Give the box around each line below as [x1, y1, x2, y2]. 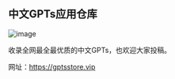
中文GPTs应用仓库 [8, 7, 97, 21]
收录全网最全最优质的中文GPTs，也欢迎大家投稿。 [8, 45, 172, 55]
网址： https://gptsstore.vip [8, 62, 96, 71]
